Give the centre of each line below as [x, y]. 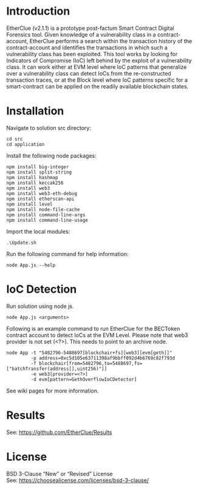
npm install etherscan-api [40, 199]
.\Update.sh [21, 243]
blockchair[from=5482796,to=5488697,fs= [90, 363]
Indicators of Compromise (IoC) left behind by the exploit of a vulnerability [99, 60]
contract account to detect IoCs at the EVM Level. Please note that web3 [97, 335]
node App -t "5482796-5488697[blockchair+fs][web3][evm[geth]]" [89, 353]
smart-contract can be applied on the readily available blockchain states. [97, 86]
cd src [15, 139]
